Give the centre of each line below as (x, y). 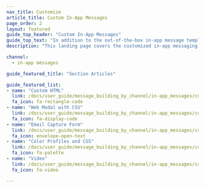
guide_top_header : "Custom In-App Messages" (64, 35)
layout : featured (28, 29)
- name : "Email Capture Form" (45, 125)
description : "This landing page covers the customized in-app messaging (102, 46)
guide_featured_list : (34, 85)
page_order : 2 (24, 23)
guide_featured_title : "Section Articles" (61, 74)
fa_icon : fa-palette (38, 153)
